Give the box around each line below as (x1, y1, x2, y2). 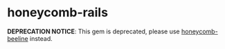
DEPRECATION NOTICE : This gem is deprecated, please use (7, 27, 180, 35)
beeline (7, 34, 29, 42)
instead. (30, 34, 53, 42)
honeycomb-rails (7, 5, 109, 20)
